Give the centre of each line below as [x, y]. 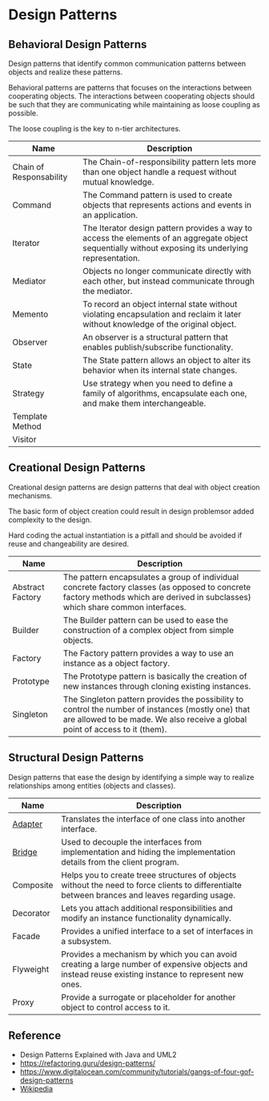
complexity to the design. [50, 519]
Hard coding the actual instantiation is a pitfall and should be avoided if [125, 535]
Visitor [24, 440]
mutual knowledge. [118, 182]
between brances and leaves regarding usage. [149, 895]
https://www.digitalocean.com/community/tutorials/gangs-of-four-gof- [137, 1072]
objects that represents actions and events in [167, 205]
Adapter [28, 824]
